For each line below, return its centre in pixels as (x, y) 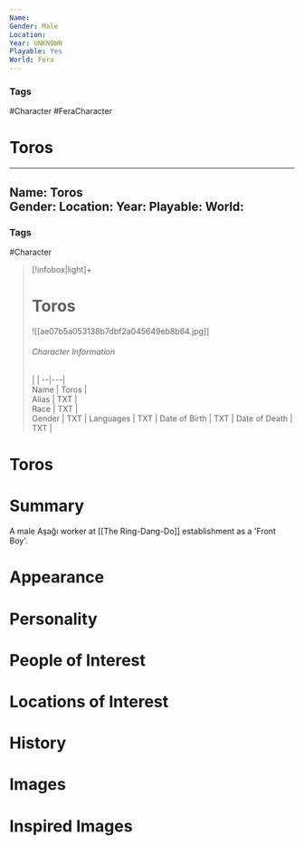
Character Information (73, 352)
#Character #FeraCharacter (61, 111)
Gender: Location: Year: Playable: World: (127, 206)
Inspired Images (71, 826)
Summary (47, 506)
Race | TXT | (55, 409)
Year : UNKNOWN (36, 43)
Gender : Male (34, 26)
